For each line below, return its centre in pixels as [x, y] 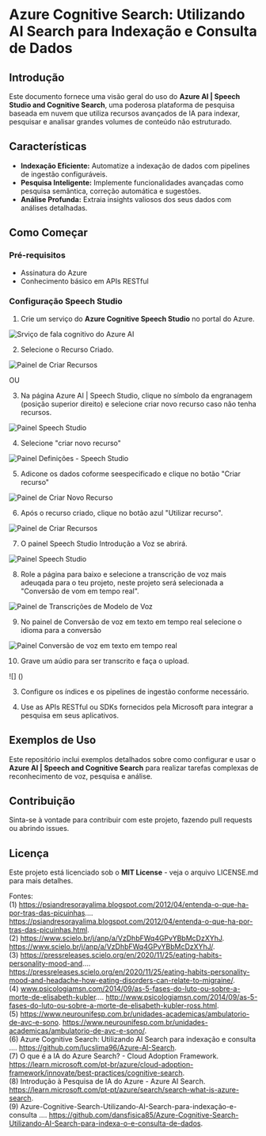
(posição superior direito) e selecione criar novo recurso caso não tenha [138, 404]
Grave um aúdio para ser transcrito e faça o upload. [104, 661]
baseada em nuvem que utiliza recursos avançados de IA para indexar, [125, 113]
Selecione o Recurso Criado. [67, 349]
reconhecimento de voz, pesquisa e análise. [81, 776]
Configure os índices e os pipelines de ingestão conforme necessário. [135, 692]
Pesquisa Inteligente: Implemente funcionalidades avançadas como [132, 182]
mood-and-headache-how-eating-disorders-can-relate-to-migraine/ [121, 981]
